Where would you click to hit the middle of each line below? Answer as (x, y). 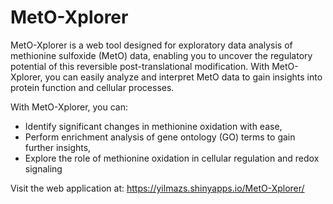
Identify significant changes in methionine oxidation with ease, (153, 126)
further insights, (58, 147)
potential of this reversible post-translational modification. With (140, 66)
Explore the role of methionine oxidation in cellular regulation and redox (172, 158)
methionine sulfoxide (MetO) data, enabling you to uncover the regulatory (161, 55)
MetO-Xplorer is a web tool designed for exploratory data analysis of (151, 45)
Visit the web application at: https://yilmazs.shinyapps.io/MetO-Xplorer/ (157, 188)
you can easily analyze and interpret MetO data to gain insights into (183, 77)
